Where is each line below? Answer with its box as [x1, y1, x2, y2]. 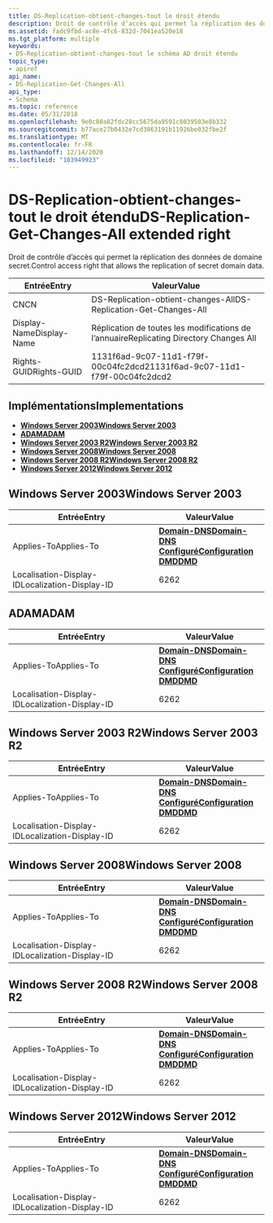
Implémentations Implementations [8, 399, 184, 413]
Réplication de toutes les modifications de [91, 322, 252, 334]
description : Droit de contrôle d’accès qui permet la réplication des [8, 20, 256, 28]
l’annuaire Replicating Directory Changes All [91, 333, 257, 344]
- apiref [8, 65, 38, 73]
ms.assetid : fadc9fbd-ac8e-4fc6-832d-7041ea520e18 [8, 27, 184, 35]
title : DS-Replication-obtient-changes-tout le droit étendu [8, 11, 220, 20]
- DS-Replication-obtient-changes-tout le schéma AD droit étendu [8, 50, 238, 58]
